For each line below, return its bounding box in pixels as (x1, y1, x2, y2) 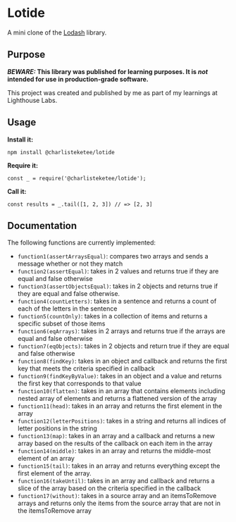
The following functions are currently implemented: (7, 238, 156, 247)
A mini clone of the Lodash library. (7, 28, 107, 37)
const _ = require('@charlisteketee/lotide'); (7, 175, 147, 182)
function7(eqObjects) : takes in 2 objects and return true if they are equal (17, 342, 230, 350)
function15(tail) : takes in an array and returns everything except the (17, 461, 221, 470)
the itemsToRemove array (17, 507, 92, 515)
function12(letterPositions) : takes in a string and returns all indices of (17, 417, 227, 425)
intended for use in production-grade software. (7, 75, 149, 83)
